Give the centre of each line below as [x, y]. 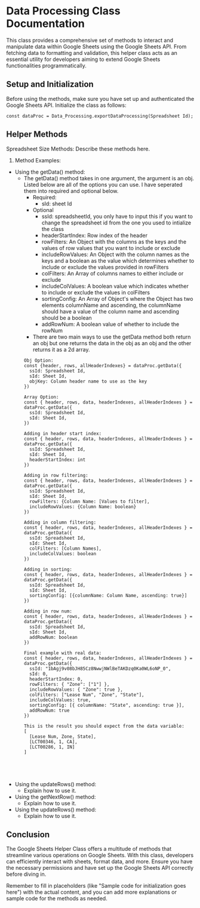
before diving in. [26, 874]
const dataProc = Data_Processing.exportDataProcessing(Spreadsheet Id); [100, 116]
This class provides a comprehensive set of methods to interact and [90, 40]
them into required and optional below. [71, 191]
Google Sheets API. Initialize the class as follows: [66, 105]
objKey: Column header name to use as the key [88, 381]
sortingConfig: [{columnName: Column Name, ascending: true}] [108, 595]
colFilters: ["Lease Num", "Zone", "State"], [87, 695]
